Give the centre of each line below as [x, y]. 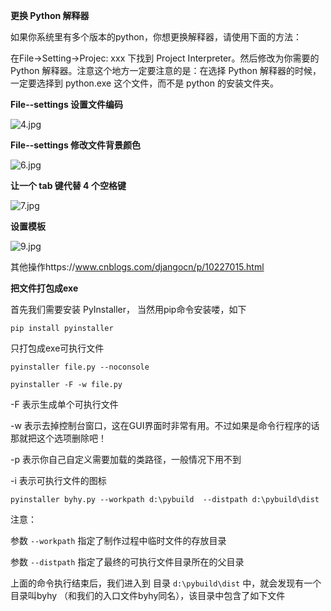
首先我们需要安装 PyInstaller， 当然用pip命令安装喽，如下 [128, 309]
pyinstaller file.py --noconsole [80, 367]
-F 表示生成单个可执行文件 [64, 404]
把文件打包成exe [44, 288]
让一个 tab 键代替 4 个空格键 [68, 185]
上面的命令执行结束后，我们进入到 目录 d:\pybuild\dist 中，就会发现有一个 [166, 583]
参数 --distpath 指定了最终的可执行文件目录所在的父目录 [127, 562]
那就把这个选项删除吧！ [58, 438]
